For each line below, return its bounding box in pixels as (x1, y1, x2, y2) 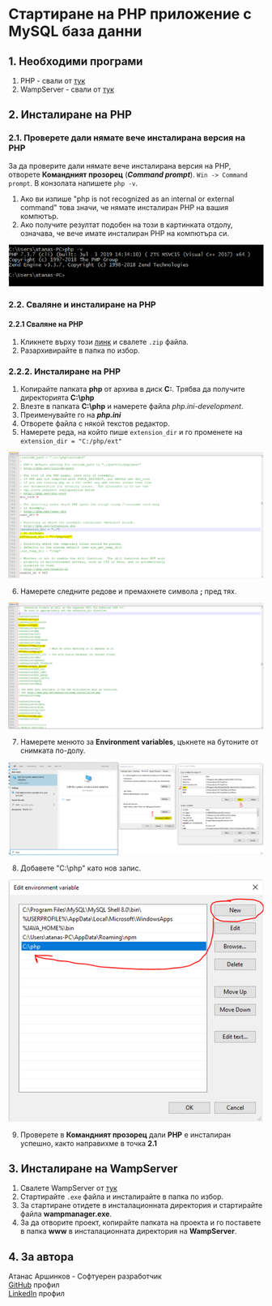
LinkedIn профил (8, 1289, 65, 1299)
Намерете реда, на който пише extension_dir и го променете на (19, 427, 243, 437)
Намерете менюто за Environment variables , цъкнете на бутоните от (19, 737, 259, 746)
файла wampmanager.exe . (19, 1209, 112, 1219)
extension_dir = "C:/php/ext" (19, 437, 123, 446)
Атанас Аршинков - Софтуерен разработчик (8, 1271, 162, 1282)
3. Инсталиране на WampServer (8, 1162, 178, 1175)
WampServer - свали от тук (19, 84, 115, 94)
